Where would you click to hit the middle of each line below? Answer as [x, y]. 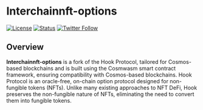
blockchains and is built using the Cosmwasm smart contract [100, 68]
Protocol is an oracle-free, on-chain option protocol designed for [88, 81]
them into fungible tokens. [39, 100]
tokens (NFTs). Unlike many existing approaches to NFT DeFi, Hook [113, 88]
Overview [25, 47]
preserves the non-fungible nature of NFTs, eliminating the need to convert [100, 94]
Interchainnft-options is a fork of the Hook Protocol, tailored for [87, 61]
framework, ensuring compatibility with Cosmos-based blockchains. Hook [99, 75]
